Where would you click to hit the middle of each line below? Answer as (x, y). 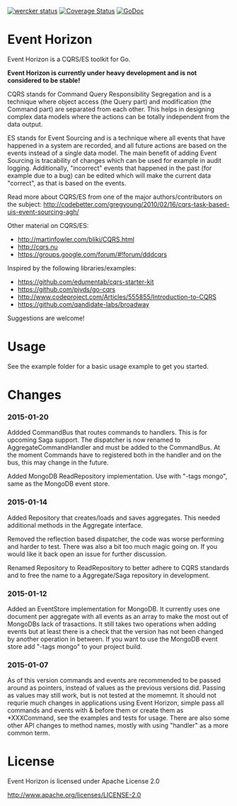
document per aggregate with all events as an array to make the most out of (118, 616)
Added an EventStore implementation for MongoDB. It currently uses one (114, 608)
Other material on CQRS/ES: (48, 225)
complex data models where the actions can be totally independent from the (118, 116)
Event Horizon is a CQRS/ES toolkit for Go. (69, 59)
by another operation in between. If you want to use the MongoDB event (112, 639)
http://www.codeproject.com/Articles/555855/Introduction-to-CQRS (117, 297)
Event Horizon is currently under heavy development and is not (102, 73)
